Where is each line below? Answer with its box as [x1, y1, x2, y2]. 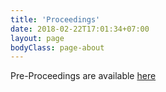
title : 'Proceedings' [10, 14, 101, 25]
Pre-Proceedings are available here [10, 70, 157, 82]
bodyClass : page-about [10, 42, 105, 53]
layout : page [10, 33, 65, 43]
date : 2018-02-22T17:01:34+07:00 [10, 24, 150, 34]
